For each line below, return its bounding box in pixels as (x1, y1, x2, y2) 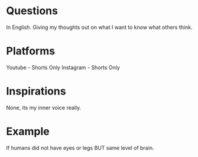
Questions (6, 4, 58, 18)
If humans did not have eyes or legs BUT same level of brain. (6, 144, 154, 151)
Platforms (6, 44, 55, 58)
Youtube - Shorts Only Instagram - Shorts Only (6, 64, 120, 71)
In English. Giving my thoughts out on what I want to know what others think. (6, 24, 193, 31)
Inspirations (6, 84, 66, 98)
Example (6, 125, 50, 138)
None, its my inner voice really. (6, 104, 82, 111)
